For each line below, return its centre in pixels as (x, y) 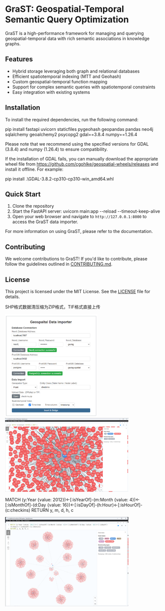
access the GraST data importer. (45, 222)
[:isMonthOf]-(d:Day (26, 505)
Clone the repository (33, 206)
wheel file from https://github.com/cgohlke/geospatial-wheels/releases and (82, 164)
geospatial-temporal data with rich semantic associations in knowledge (77, 38)
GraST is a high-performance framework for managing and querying (75, 33)
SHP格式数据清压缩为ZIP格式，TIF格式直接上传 (53, 307)
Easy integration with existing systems (51, 92)
